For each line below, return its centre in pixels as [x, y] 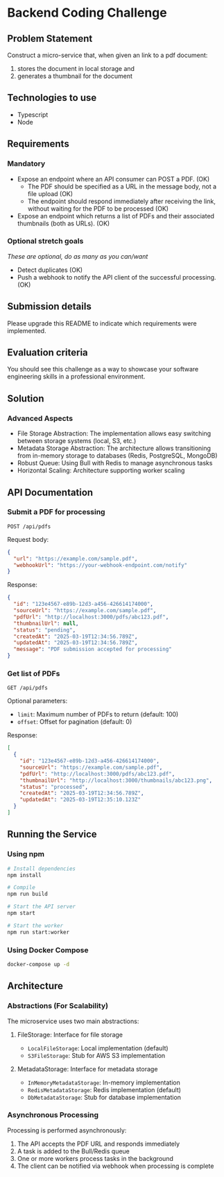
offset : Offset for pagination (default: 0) [75, 722]
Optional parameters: [37, 701]
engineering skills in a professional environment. [76, 376]
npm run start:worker [38, 932]
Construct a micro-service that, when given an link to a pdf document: [107, 55]
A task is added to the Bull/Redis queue [74, 1151]
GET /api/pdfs [28, 688]
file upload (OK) [50, 193]
